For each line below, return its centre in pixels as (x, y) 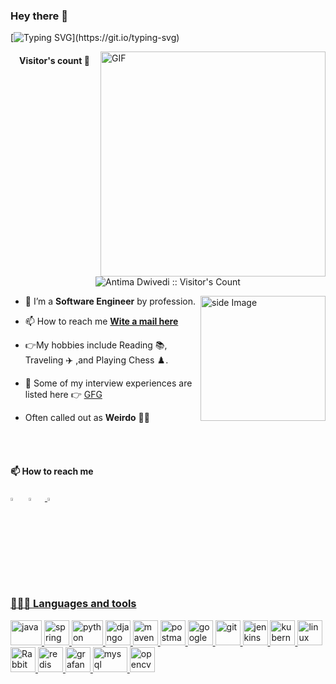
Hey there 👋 (39, 16)
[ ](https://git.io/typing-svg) (95, 38)
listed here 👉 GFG (63, 395)
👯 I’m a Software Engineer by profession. (110, 301)
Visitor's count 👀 (54, 60)
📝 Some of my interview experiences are (108, 383)
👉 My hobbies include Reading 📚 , (96, 345)
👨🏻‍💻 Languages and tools (73, 604)
